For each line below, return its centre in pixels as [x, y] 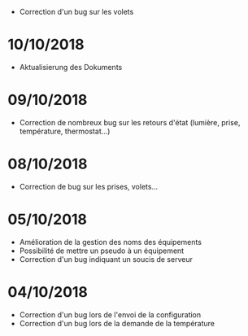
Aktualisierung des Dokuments [71, 67]
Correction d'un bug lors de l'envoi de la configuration [110, 314]
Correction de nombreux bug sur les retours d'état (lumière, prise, [130, 122]
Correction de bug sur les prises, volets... [89, 186]
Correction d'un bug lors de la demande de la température [117, 323]
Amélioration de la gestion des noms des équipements [111, 242]
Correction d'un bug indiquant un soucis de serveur [106, 259]
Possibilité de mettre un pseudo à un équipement [102, 251]
